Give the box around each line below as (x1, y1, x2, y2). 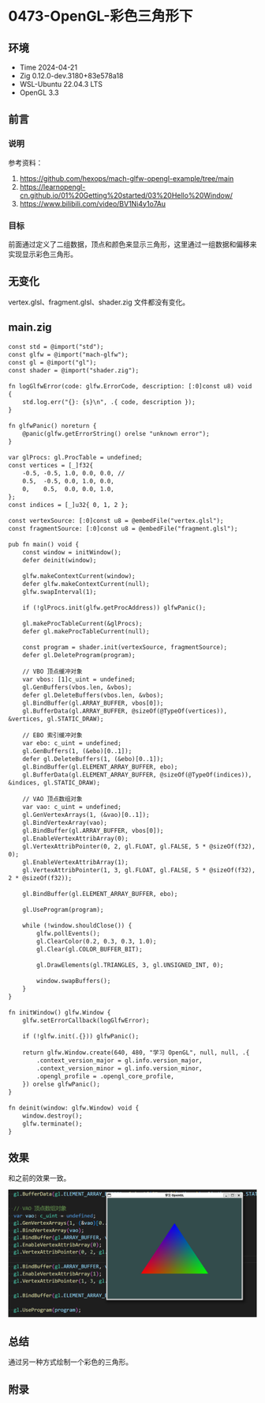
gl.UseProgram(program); (22, 906, 104, 913)
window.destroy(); (22, 1112, 83, 1120)
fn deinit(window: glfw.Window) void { (8, 1104, 140, 1112)
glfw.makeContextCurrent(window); (22, 572, 136, 580)
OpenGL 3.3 (19, 88, 59, 97)
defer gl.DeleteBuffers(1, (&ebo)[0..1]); (22, 754, 164, 763)
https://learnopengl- (19, 182, 86, 191)
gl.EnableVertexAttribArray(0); (22, 834, 129, 842)
